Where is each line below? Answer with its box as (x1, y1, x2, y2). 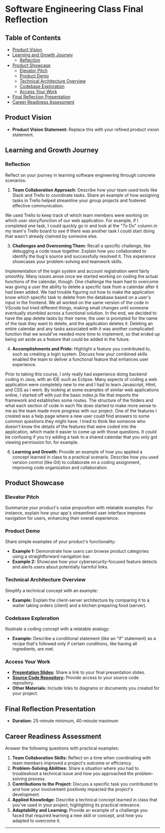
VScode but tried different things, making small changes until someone (5, 304, 149, 310)
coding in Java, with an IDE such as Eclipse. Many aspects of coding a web (5, 376, 157, 382)
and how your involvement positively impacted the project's (12, 786, 134, 792)
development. (12, 792, 40, 797)
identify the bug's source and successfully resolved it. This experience (12, 253, 156, 259)
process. (28, 776, 46, 782)
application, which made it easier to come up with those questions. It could (5, 428, 157, 435)
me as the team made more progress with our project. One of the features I (5, 408, 157, 414)
